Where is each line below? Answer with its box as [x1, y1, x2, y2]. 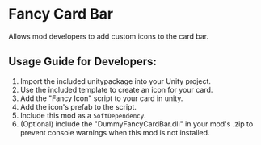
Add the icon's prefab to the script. [19, 101, 137, 111]
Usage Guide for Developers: [8, 55, 158, 68]
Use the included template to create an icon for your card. [19, 85, 213, 94]
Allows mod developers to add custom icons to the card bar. [8, 31, 208, 41]
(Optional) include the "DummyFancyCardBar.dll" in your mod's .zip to [19, 118, 254, 129]
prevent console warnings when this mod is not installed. [19, 127, 210, 137]
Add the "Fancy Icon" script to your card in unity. [19, 93, 183, 103]
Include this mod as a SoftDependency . [19, 110, 147, 120]
